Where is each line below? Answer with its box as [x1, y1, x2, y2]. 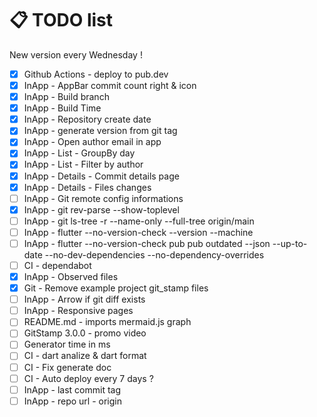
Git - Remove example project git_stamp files [23, 282, 209, 294]
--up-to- [272, 237, 308, 249]
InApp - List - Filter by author [23, 158, 144, 171]
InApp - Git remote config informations [23, 192, 184, 204]
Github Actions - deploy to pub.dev [23, 68, 169, 80]
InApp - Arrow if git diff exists [23, 293, 146, 306]
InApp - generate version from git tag [23, 125, 178, 137]
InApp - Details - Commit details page [23, 170, 180, 182]
